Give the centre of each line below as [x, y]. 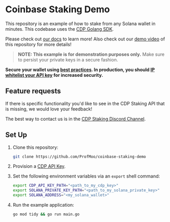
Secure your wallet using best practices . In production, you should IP [80, 70]
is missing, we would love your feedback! [49, 109]
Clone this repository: [35, 147]
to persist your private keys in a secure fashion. [68, 59]
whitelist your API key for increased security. [54, 75]
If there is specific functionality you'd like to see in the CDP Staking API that [85, 103]
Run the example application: [43, 205]
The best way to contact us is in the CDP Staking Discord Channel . [76, 119]
